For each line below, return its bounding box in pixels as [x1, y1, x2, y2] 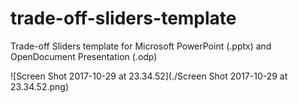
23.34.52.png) [10, 80, 69, 92]
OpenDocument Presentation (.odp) [10, 50, 158, 62]
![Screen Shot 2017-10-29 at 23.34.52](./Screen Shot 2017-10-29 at [10, 70, 288, 82]
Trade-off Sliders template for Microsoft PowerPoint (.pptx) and [10, 40, 272, 52]
